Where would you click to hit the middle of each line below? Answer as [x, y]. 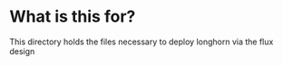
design [22, 51]
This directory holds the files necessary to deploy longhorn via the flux [141, 42]
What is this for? [73, 17]
